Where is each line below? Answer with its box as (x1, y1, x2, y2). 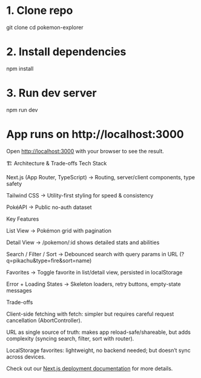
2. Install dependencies (6, 45, 127, 59)
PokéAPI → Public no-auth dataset (6, 204, 92, 211)
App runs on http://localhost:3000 (6, 128, 184, 141)
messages (6, 287, 32, 294)
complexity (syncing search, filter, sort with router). (6, 334, 134, 342)
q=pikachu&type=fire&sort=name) (6, 257, 92, 264)
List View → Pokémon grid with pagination (6, 227, 112, 234)
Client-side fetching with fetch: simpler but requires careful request (6, 310, 174, 317)
